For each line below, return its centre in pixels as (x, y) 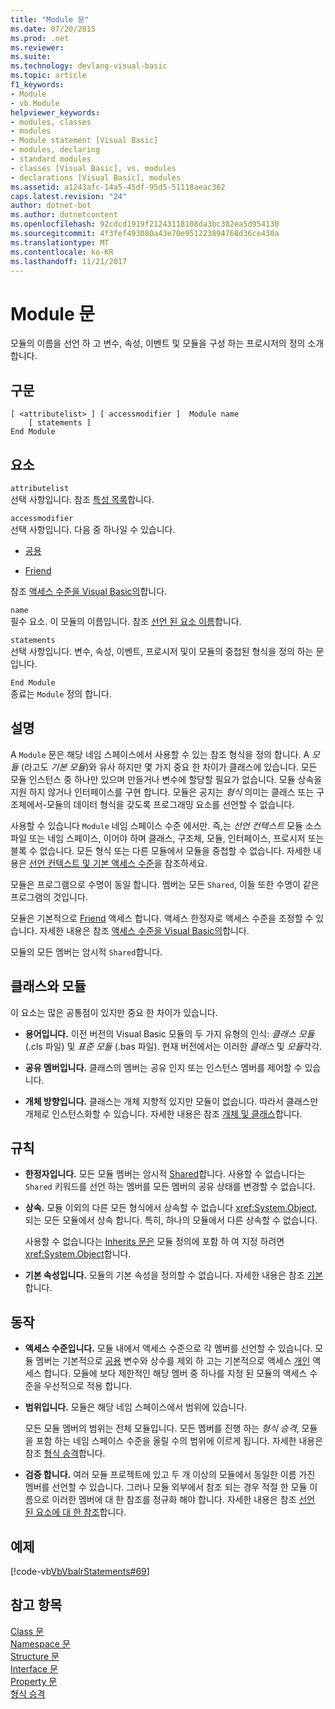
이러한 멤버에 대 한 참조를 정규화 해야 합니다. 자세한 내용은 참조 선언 (183, 1500)
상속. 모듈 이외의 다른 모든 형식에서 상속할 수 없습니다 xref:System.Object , (171, 1208)
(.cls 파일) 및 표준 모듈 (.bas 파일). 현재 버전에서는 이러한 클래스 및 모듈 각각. (173, 1046)
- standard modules (51, 159)
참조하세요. (186, 863)
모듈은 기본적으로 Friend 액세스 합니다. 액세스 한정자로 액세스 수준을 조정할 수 (162, 918)
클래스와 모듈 (48, 986)
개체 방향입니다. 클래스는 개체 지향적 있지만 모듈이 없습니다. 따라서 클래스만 (171, 1101)
